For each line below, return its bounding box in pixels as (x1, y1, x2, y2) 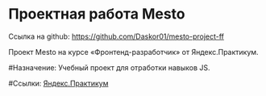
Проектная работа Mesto (8, 5, 185, 23)
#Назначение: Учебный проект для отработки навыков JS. (8, 62, 211, 73)
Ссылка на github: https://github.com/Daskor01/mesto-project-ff (8, 31, 224, 41)
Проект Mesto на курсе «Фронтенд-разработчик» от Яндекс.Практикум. (8, 47, 260, 56)
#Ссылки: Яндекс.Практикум (8, 78, 109, 88)
